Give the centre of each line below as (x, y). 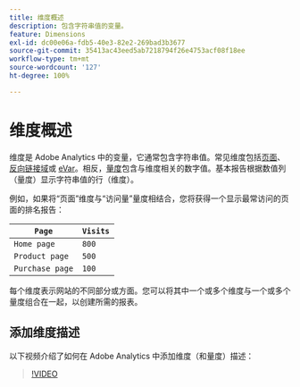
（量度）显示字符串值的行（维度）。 (74, 179)
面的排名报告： (37, 209)
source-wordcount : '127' (55, 68)
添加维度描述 (45, 333)
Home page (34, 244)
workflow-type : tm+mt (50, 59)
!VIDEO (44, 374)
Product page (42, 256)
